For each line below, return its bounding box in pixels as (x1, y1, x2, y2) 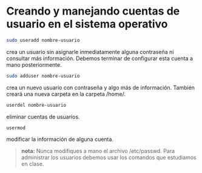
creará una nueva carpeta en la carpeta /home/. (6, 90, 126, 98)
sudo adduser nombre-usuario (6, 73, 80, 79)
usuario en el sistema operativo (6, 17, 168, 31)
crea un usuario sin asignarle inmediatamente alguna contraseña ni (6, 48, 174, 55)
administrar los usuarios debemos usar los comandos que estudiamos (21, 154, 197, 161)
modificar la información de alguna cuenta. (6, 135, 114, 143)
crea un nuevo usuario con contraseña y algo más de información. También (6, 84, 195, 91)
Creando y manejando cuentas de (6, 4, 180, 18)
